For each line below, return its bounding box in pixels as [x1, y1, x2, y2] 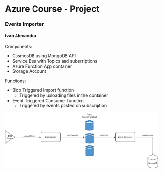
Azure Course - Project [5, 3, 99, 15]
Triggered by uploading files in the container [19, 92, 108, 98]
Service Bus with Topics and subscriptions [12, 58, 98, 64]
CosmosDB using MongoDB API [12, 53, 76, 59]
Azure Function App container [12, 63, 72, 69]
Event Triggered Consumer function [12, 98, 84, 104]
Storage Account [12, 69, 46, 74]
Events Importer [5, 21, 44, 28]
